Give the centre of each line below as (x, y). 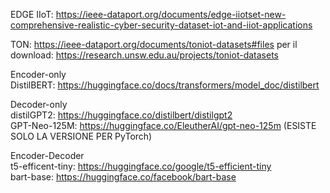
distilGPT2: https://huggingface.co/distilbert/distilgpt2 (121, 115)
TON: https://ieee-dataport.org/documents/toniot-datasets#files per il (154, 44)
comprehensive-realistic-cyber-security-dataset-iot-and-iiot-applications (161, 25)
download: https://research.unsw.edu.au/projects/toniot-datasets (144, 55)
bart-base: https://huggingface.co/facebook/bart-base (123, 177)
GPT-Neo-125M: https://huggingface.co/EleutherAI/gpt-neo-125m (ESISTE (163, 125)
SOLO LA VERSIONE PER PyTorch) (81, 136)
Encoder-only (38, 74)
